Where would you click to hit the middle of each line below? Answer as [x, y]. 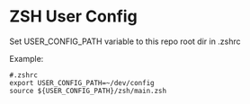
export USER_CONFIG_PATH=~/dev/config [82, 82]
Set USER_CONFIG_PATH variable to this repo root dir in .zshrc [125, 41]
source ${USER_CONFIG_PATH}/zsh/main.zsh [88, 91]
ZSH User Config [73, 17]
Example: [27, 58]
